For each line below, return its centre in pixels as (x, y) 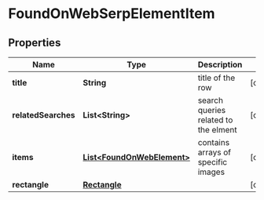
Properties (35, 43)
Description (220, 65)
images (211, 172)
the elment (217, 130)
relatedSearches (44, 115)
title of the (216, 78)
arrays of (214, 152)
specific (213, 162)
